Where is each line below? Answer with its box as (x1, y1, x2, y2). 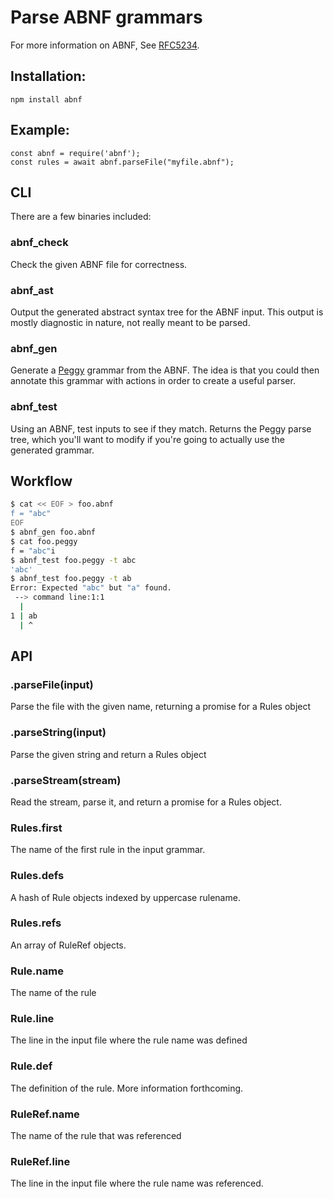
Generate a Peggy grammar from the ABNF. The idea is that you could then (10, 364, 320, 376)
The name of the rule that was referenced (10, 1129, 182, 1141)
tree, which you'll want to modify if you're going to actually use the (10, 433, 286, 445)
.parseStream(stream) (10, 773, 122, 787)
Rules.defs (10, 869, 65, 883)
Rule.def (10, 1059, 53, 1073)
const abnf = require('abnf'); (10, 148, 141, 158)
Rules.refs (10, 916, 62, 930)
